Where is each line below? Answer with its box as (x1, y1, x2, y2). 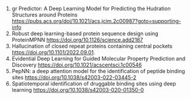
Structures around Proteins (11, 11, 78, 18)
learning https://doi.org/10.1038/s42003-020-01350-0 (11, 87, 144, 93)
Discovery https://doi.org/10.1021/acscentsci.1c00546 (11, 61, 142, 68)
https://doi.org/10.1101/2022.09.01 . (11, 49, 96, 55)
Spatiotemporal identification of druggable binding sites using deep (11, 80, 176, 87)
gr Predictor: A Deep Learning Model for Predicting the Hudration (11, 5, 171, 12)
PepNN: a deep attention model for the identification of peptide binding (11, 68, 185, 74)
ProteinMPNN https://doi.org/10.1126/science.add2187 (11, 37, 143, 43)
